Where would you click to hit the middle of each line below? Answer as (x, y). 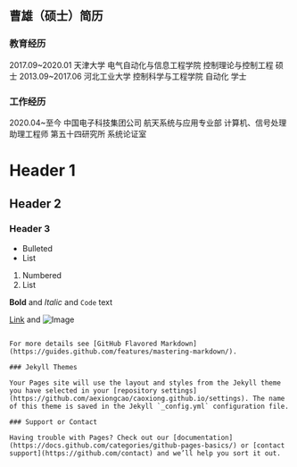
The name (269, 398)
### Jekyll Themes (43, 367)
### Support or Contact (54, 422)
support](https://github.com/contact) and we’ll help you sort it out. (145, 453)
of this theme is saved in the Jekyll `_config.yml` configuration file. (149, 406)
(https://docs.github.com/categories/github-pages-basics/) (124, 446)
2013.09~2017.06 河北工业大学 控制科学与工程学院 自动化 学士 (133, 76)
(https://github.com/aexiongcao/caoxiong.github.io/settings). (129, 398)
